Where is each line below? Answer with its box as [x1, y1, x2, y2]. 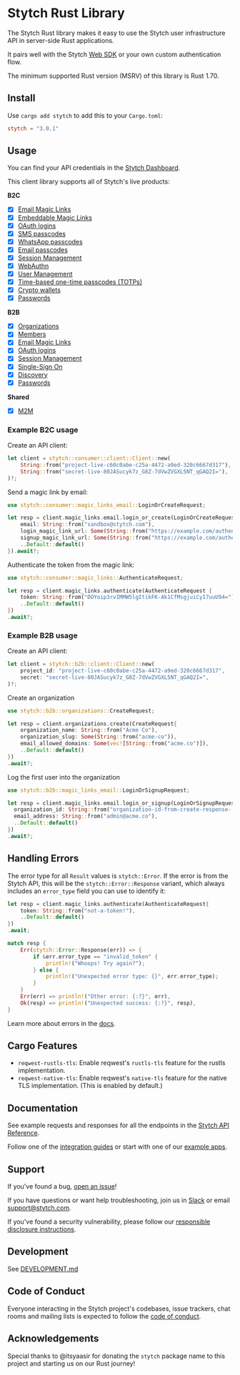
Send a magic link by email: [7, 488, 88, 496]
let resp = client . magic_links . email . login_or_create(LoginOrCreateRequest [7, 514, 238, 522]
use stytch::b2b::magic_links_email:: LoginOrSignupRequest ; [7, 787, 191, 794]
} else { [33, 966, 59, 974]
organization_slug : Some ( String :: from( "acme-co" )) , [20, 733, 177, 740]
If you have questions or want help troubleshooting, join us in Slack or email [7, 1196, 230, 1204]
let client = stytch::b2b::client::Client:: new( [7, 660, 155, 668]
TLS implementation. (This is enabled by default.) [17, 1082, 163, 1090]
